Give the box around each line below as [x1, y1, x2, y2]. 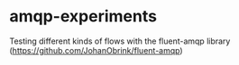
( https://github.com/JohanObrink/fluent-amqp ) [9, 45, 183, 55]
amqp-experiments [9, 6, 158, 27]
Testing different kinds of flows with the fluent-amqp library [9, 36, 231, 46]
